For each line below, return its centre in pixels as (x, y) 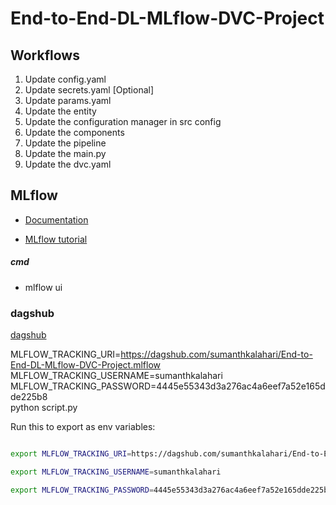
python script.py (44, 408)
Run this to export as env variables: (83, 427)
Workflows (45, 55)
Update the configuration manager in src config (123, 121)
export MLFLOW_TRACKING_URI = (71, 454)
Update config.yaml (65, 79)
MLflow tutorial (56, 239)
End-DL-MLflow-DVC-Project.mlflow (85, 365)
